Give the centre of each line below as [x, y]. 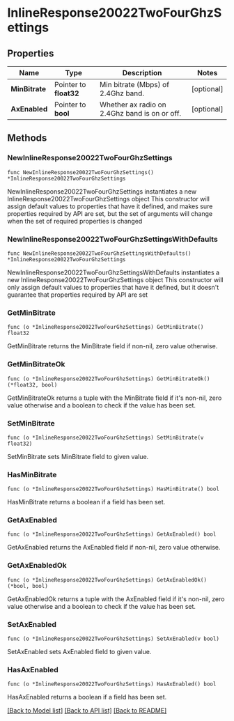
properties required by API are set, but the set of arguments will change [110, 213]
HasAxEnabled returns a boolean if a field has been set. [87, 697]
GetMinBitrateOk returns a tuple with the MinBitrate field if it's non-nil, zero [115, 398]
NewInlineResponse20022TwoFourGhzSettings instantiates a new [102, 191]
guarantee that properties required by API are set [78, 295]
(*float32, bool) [32, 385]
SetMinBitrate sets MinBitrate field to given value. [78, 456]
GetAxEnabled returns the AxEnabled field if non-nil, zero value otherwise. [114, 548]
